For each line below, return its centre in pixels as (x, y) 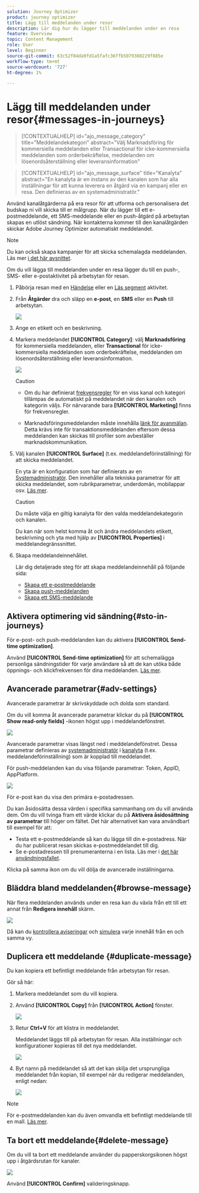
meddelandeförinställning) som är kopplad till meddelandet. (79, 756)
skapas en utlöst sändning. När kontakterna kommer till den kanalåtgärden (97, 222)
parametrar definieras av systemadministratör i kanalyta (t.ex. (82, 750)
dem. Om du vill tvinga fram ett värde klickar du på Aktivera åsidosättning (98, 815)
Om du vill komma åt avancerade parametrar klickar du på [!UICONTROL (95, 715)
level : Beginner (27, 51)
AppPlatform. (23, 774)
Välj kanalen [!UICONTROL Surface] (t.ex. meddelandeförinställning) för (103, 454)
